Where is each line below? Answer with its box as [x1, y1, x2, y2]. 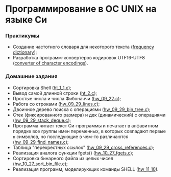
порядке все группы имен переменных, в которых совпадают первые [12, 128, 166, 134]
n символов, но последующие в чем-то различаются [12, 134, 129, 140]
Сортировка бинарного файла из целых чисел [12, 155, 114, 161]
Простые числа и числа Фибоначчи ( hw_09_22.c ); [12, 95, 121, 101]
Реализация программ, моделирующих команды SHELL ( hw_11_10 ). [12, 166, 159, 172]
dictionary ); [12, 49, 37, 55]
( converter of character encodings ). [12, 60, 88, 67]
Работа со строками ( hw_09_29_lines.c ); [12, 101, 100, 107]
